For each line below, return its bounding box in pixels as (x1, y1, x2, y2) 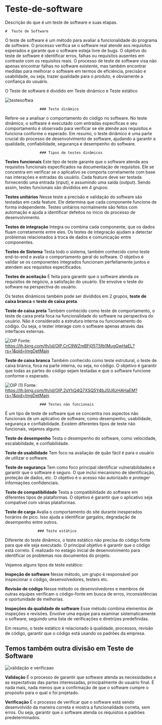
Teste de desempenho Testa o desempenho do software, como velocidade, (5, 435, 157, 441)
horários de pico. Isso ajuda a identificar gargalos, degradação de (5, 514, 136, 520)
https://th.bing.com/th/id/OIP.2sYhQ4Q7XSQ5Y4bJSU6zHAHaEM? (5, 387, 138, 393)
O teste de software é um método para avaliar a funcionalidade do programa (5, 37, 158, 43)
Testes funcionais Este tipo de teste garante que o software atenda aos (5, 158, 148, 164)
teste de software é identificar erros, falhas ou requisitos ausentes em (5, 52, 145, 59)
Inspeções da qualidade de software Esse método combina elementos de (5, 605, 153, 611)
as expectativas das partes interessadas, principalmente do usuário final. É (5, 679, 155, 685)
